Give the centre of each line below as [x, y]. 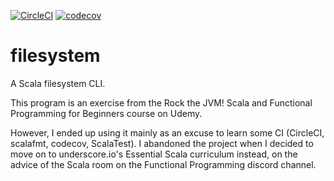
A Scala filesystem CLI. [58, 83]
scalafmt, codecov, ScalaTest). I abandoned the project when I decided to [162, 143]
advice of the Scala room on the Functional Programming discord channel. [163, 164]
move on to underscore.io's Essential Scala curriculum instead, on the [154, 154]
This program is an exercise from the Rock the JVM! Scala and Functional [161, 102]
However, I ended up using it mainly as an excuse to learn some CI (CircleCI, [167, 132]
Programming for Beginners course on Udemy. [106, 113]
